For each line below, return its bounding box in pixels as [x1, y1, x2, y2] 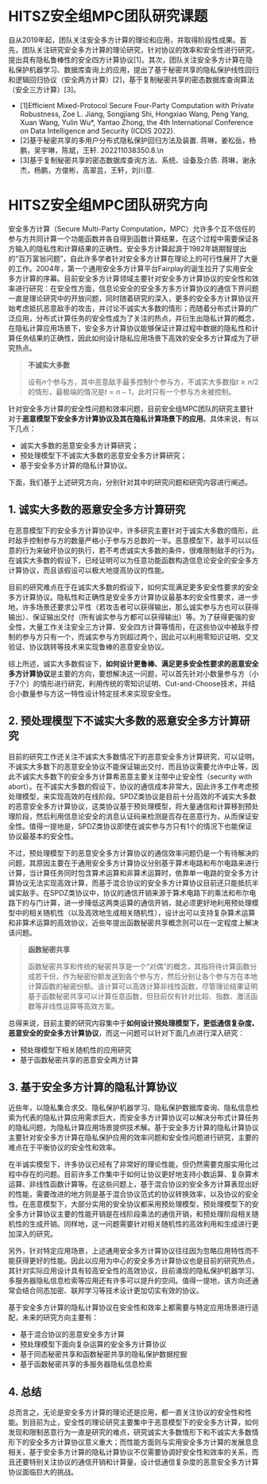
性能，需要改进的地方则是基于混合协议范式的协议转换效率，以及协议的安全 [14, 1190, 259, 1199]
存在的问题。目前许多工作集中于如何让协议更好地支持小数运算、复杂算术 [21, 1170, 259, 1179]
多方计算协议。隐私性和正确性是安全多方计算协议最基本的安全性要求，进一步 [8, 592, 259, 601]
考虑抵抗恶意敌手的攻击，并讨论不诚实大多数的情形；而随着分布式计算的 [14, 303, 252, 313]
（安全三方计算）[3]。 [8, 84, 81, 94]
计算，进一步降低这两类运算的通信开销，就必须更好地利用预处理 [42, 898, 252, 907]
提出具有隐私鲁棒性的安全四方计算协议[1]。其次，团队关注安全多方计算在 [8, 55, 246, 64]
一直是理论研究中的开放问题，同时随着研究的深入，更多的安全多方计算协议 [8, 293, 252, 303]
